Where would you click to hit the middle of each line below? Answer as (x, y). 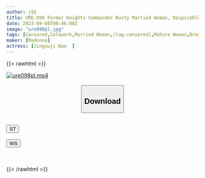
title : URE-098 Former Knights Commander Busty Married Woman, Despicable (103, 18)
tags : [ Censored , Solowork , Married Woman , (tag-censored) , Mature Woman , (98, 35)
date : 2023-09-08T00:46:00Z (42, 23)
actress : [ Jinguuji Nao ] (41, 46)
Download (103, 101)
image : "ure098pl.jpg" (35, 29)
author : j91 (21, 12)
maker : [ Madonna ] (28, 40)
